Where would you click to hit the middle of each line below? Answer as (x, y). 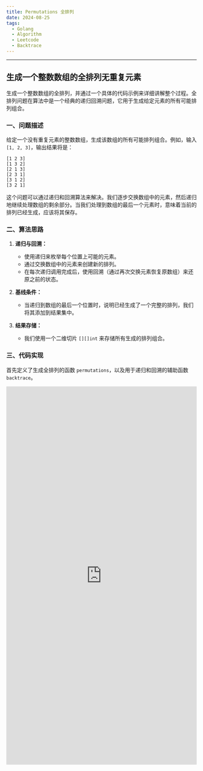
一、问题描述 (25, 125)
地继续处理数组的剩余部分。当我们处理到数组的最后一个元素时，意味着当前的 (101, 205)
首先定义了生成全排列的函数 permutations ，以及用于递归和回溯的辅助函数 (97, 370)
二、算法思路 (25, 229)
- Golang (23, 29)
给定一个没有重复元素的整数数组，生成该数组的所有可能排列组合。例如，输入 (101, 139)
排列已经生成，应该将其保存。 (43, 212)
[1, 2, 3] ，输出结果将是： (40, 147)
